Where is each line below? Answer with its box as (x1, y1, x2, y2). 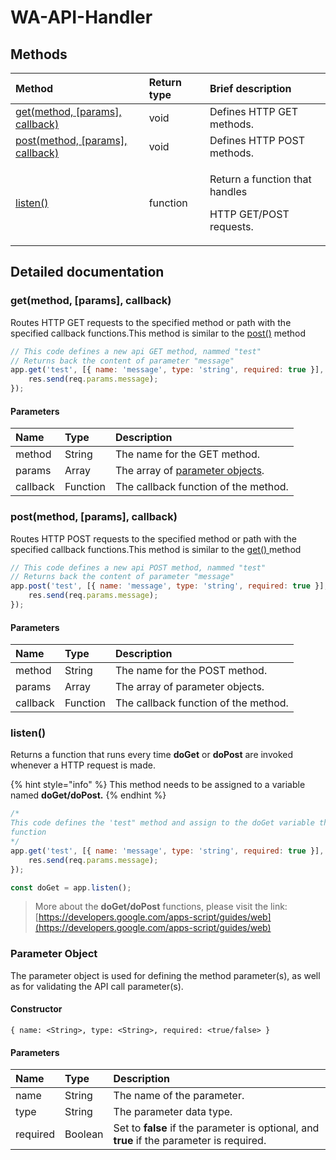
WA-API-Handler (10, 6, 153, 29)
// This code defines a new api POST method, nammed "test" (10, 562, 267, 573)
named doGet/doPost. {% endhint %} (10, 789, 167, 801)
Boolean (64, 1127, 104, 1141)
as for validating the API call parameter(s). (10, 980, 184, 992)
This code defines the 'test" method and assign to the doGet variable (10, 818, 315, 828)
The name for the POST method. (115, 664, 268, 678)
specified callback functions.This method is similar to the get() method (10, 543, 302, 555)
